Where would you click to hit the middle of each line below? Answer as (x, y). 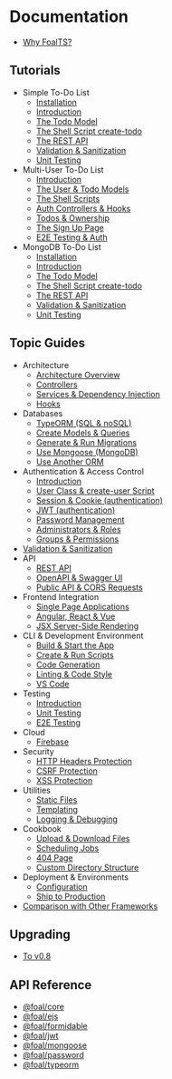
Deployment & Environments (76, 877)
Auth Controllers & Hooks (83, 208)
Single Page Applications (82, 606)
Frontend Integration (61, 596)
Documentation (69, 17)
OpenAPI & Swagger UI (79, 577)
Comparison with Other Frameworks (90, 905)
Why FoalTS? (47, 42)
